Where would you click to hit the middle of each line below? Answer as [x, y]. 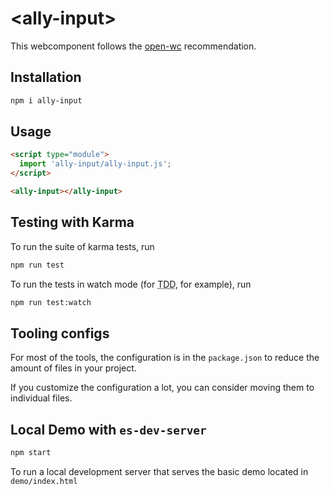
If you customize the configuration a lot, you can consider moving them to [162, 388]
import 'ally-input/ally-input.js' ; [95, 164]
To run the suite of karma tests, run [82, 246]
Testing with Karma [72, 222]
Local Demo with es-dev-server [108, 429]
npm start [31, 453]
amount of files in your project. [73, 368]
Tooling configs [60, 333]
